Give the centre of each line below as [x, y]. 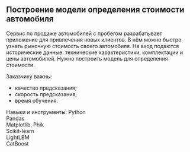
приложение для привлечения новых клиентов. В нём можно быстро [94, 39]
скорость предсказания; [46, 94]
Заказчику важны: [29, 76]
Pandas [15, 118]
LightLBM [18, 137]
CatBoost [17, 143]
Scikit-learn [20, 131]
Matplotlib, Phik [25, 125]
